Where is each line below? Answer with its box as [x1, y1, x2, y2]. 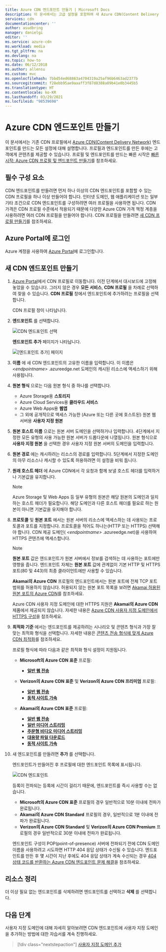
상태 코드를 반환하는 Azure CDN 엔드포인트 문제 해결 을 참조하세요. [12, 859, 141, 865]
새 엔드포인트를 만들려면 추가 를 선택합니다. [12, 751, 96, 757]
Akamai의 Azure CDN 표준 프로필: [19, 705, 88, 711]
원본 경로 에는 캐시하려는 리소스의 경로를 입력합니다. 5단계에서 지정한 [12, 451, 146, 457]
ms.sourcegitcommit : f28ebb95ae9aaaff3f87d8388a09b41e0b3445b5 [5, 80, 138, 85]
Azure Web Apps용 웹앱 [19, 405, 68, 411]
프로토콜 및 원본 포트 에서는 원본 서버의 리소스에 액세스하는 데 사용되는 [12, 516, 148, 522]
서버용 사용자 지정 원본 [19, 418, 63, 424]
